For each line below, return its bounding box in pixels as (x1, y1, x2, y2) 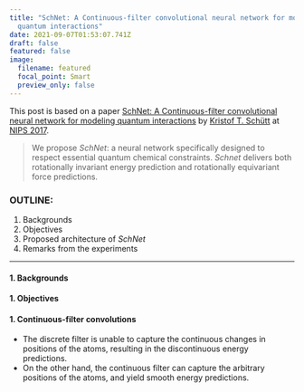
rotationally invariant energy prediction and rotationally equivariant (31, 161, 280, 172)
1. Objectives (9, 293, 59, 304)
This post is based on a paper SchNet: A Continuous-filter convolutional (9, 105, 278, 116)
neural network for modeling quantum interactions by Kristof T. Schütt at (9, 115, 280, 126)
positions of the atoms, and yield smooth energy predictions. (22, 372, 250, 383)
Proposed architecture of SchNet (22, 233, 147, 244)
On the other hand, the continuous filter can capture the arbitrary (22, 363, 265, 374)
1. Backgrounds (9, 272, 69, 283)
